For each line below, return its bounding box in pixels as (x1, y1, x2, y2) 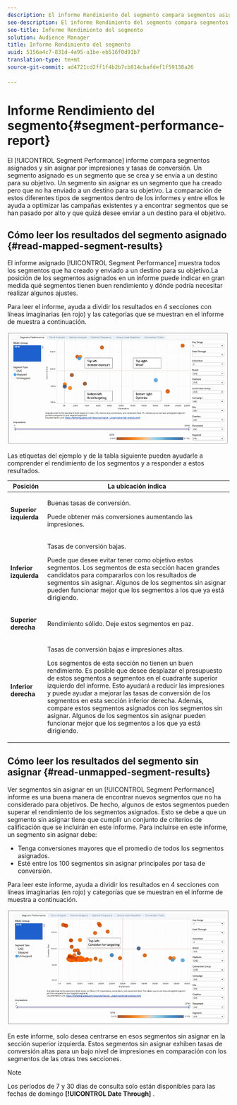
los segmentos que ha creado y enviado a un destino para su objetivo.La (7, 266, 219, 275)
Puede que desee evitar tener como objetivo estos (47, 555, 193, 564)
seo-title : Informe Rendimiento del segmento (7, 26, 143, 33)
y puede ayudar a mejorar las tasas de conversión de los (47, 689, 211, 698)
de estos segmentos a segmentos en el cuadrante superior (47, 674, 218, 683)
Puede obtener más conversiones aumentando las (47, 512, 193, 521)
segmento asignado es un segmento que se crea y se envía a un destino (7, 170, 218, 180)
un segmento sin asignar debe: (7, 830, 97, 838)
